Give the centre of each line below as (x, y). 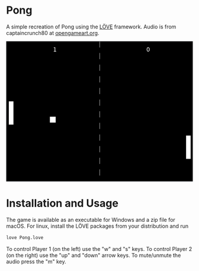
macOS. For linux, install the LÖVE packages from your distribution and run (97, 226)
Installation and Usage (62, 203)
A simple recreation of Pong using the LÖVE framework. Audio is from (91, 27)
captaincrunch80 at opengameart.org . (53, 33)
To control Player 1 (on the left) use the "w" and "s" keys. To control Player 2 (99, 249)
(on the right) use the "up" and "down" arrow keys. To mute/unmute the (94, 255)
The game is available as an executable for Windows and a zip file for (91, 220)
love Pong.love (25, 238)
